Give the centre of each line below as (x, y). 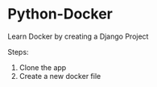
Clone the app (43, 67)
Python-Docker (60, 14)
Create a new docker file (60, 76)
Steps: (18, 52)
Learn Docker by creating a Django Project (78, 36)
